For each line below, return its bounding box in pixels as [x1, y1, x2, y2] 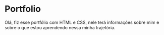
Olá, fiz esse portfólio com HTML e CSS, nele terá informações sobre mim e [4, 19, 160, 25]
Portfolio [4, 3, 41, 15]
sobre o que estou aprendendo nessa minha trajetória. [4, 24, 116, 30]
